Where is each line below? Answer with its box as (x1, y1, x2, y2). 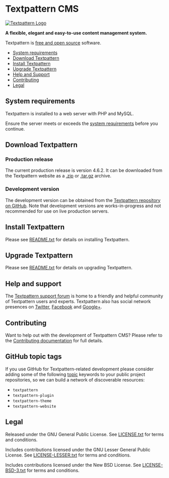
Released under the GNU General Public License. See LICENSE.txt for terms (5, 431, 164, 437)
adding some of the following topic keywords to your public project (5, 371, 146, 378)
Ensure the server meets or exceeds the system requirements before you (5, 120, 158, 127)
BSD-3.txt (5, 467, 26, 473)
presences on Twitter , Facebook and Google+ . (5, 304, 103, 310)
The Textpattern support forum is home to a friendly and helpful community (5, 293, 163, 299)
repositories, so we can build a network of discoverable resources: (5, 376, 145, 383)
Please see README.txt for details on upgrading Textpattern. (5, 265, 133, 271)
